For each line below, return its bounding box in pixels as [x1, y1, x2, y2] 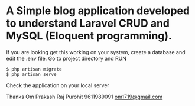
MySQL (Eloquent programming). [6, 29, 173, 42]
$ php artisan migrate [6, 66, 62, 72]
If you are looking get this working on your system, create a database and [6, 48, 186, 55]
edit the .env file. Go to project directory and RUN [6, 55, 127, 62]
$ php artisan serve [6, 71, 57, 77]
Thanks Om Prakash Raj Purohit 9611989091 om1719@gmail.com [6, 93, 163, 100]
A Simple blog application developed [6, 4, 190, 18]
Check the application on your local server [6, 81, 109, 89]
